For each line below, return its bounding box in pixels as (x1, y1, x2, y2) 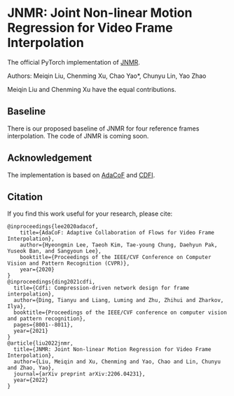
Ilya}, (7, 303, 27, 310)
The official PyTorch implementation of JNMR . (7, 58, 140, 66)
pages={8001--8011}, (13, 322, 74, 329)
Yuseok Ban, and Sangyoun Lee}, (7, 248, 102, 255)
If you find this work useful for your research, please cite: (7, 209, 173, 218)
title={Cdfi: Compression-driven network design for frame (13, 284, 190, 292)
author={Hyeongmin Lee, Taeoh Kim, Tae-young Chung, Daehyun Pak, (20, 242, 218, 249)
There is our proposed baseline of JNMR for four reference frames (7, 124, 200, 133)
